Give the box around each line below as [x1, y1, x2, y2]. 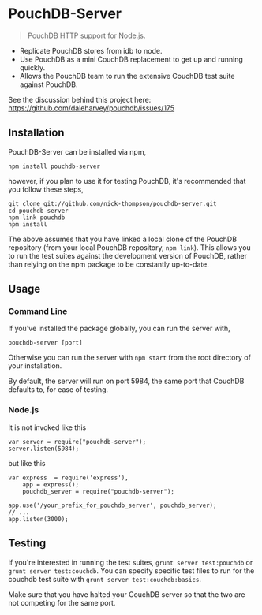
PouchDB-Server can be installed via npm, [8, 147, 147, 156]
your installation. [8, 361, 62, 371]
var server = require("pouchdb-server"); [8, 438, 147, 445]
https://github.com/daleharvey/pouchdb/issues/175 [8, 103, 175, 113]
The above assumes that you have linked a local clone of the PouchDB [8, 234, 238, 244]
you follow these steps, [8, 184, 84, 194]
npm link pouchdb [8, 214, 65, 222]
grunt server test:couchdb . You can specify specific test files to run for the [8, 565, 255, 576]
